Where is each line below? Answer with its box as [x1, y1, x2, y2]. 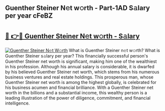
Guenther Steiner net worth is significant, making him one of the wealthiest [5, 58, 157, 64]
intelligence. [5, 100, 30, 106]
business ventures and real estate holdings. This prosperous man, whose [5, 74, 154, 80]
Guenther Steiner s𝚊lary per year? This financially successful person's [5, 53, 148, 58]
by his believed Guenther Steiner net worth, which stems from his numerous [5, 69, 160, 75]
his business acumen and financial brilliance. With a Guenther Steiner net [5, 84, 154, 90]
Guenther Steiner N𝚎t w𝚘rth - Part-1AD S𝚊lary [5, 4, 150, 12]
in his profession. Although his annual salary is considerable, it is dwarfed [5, 64, 155, 69]
